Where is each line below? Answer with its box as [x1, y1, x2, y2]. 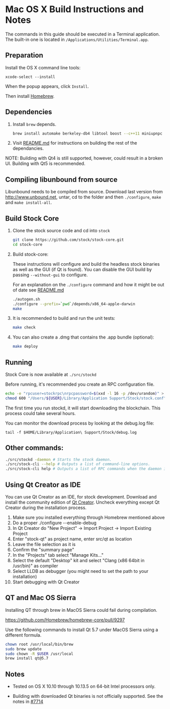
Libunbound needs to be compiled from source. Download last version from [5, 189, 163, 195]
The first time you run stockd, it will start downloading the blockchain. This [5, 405, 161, 411]
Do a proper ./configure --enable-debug [12, 520, 97, 526]
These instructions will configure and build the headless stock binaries [12, 261, 160, 267]
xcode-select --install [5, 74, 56, 79]
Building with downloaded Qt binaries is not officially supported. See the [12, 693, 163, 699]
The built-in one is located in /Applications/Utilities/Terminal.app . [5, 36, 149, 43]
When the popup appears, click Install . [5, 83, 90, 89]
